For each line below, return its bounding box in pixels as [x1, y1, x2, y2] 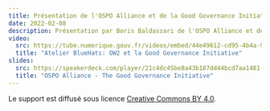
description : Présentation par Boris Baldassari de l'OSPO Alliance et [8, 27, 253, 35]
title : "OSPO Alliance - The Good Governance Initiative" [15, 72, 215, 80]
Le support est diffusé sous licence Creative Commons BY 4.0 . [8, 93, 217, 103]
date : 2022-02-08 [8, 19, 67, 27]
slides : [8, 57, 35, 65]
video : [8, 34, 31, 43]
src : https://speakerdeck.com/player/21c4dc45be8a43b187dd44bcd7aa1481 [15, 64, 261, 72]
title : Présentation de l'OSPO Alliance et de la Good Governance [8, 11, 235, 20]
